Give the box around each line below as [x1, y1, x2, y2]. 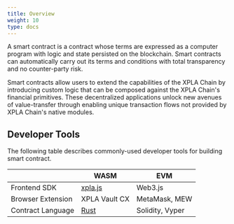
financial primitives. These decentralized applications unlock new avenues [7, 93, 222, 101]
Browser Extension [11, 194, 73, 204]
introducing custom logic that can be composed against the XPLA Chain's [7, 85, 221, 94]
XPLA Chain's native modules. [7, 108, 95, 116]
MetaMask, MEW [136, 194, 193, 204]
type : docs [7, 23, 39, 30]
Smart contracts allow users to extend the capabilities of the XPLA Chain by [7, 78, 226, 87]
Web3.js [136, 183, 163, 192]
